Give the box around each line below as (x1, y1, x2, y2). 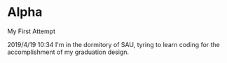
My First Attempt (7, 27, 56, 35)
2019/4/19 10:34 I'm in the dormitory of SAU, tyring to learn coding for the (7, 40, 221, 48)
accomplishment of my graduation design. (7, 48, 130, 56)
